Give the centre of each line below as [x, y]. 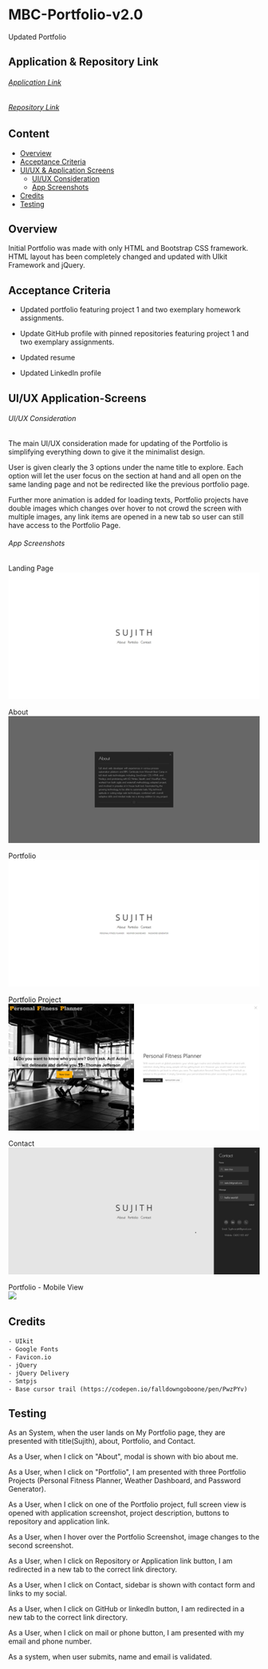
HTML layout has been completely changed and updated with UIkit [118, 256]
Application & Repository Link [83, 62]
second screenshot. [41, 1546]
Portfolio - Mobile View [46, 1287]
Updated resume [47, 358]
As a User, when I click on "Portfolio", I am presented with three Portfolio [127, 1472]
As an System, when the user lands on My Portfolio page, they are [117, 1433]
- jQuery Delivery [39, 1373]
